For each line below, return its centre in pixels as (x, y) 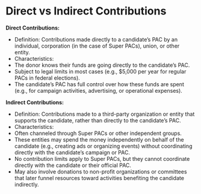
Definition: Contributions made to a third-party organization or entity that (104, 114)
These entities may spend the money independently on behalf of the (99, 139)
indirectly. (26, 184)
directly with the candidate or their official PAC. (73, 165)
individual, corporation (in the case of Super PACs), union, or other (97, 46)
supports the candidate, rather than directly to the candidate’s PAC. (97, 120)
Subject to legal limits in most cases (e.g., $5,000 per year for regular (100, 71)
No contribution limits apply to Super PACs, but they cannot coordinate (102, 158)
